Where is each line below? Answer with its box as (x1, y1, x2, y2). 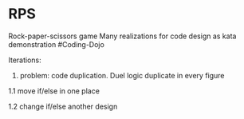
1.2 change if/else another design (8, 101, 118, 111)
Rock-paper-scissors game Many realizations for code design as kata (8, 31, 237, 41)
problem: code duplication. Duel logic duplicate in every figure (19, 70, 225, 80)
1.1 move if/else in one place (8, 85, 100, 96)
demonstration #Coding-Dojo (8, 39, 105, 49)
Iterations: (8, 55, 41, 65)
